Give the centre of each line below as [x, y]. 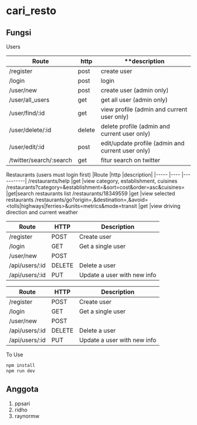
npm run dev [21, 371]
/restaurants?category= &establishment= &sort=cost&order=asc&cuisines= [96, 187]
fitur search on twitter [130, 160]
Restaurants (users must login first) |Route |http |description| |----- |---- [93, 175]
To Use [15, 355]
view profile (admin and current [144, 109]
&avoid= [138, 200]
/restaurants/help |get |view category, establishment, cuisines [103, 181]
